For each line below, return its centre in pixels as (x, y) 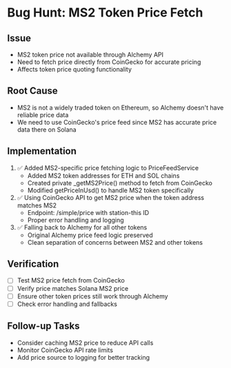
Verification (33, 264)
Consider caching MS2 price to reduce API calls (85, 343)
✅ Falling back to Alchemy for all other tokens (82, 227)
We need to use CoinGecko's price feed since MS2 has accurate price (117, 122)
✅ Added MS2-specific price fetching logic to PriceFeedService (108, 167)
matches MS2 (37, 205)
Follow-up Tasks (43, 326)
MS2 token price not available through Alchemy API (90, 54)
